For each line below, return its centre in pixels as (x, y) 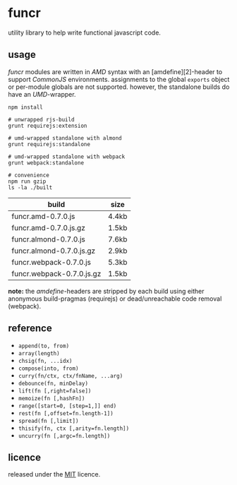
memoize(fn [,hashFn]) (51, 398)
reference (30, 329)
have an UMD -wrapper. (42, 94)
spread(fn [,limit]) (48, 421)
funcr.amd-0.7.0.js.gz (48, 227)
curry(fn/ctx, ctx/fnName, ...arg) (71, 376)
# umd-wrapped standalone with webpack (67, 157)
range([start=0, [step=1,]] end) (67, 406)
